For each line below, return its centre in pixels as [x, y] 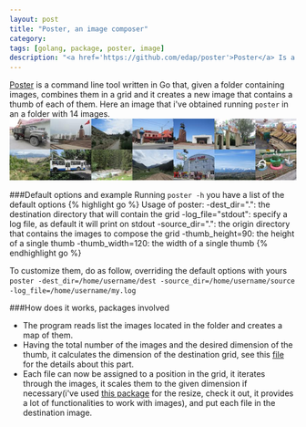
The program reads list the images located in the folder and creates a [153, 326]
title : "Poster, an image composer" [79, 29]
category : [28, 38]
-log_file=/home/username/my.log [73, 291]
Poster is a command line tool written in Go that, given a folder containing [147, 85]
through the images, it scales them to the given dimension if [135, 384]
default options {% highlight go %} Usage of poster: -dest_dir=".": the [140, 204]
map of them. [48, 335]
